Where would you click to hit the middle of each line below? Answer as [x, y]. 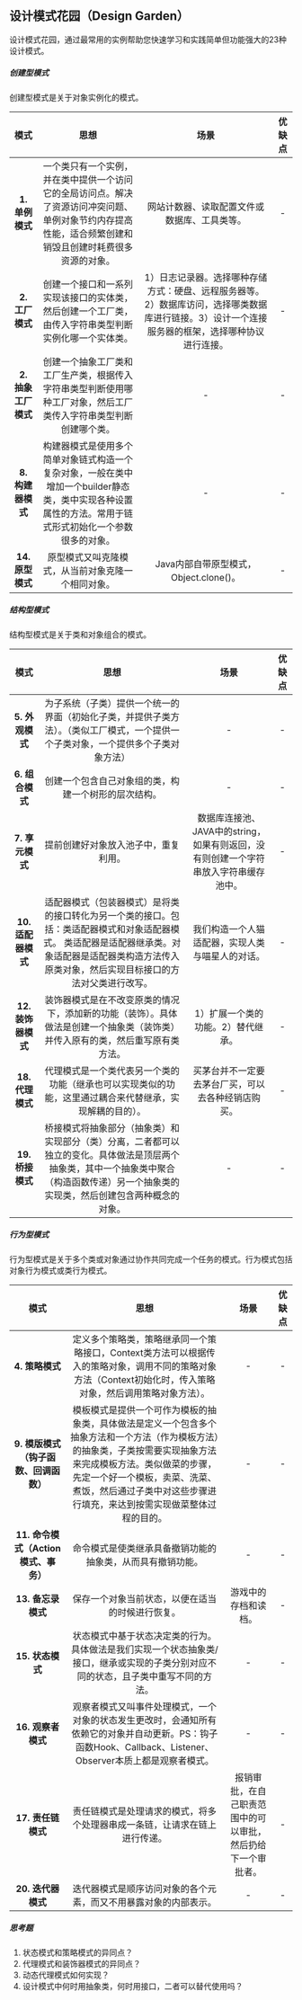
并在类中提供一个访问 [88, 180]
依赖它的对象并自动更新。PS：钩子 [145, 1733]
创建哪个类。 [88, 429]
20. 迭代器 [38, 1889]
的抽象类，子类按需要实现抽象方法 [145, 1450]
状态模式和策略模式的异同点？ [77, 1952]
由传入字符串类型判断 [88, 324]
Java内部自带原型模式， [206, 564]
